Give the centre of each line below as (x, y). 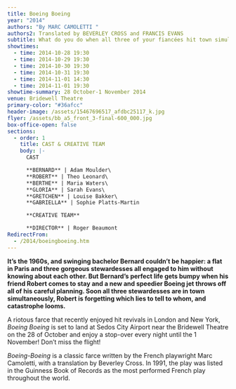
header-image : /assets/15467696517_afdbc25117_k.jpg (86, 112)
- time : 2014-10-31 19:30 (52, 72)
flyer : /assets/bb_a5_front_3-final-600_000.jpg (80, 118)
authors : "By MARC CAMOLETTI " (53, 27)
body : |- (33, 151)
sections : (22, 131)
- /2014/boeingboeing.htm (52, 241)
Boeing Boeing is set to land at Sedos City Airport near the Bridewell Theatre (118, 327)
